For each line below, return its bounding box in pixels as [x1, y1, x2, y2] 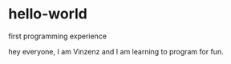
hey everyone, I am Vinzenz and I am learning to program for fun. [8, 46, 224, 56]
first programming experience [8, 31, 107, 41]
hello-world [8, 5, 88, 23]
